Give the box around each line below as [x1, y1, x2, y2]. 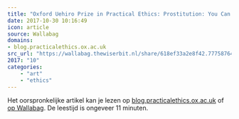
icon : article [7, 24, 50, 31]
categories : [7, 63, 43, 71]
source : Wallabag [7, 30, 59, 38]
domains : [7, 37, 33, 44]
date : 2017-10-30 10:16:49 [7, 17, 87, 24]
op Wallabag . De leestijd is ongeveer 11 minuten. [7, 104, 149, 113]
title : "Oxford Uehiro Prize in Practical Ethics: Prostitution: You [7, 10, 218, 18]
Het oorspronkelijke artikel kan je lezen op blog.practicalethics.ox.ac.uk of [7, 96, 224, 105]
